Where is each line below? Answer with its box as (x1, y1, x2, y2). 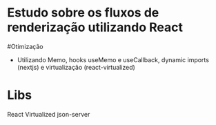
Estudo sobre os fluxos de (7, 5, 159, 21)
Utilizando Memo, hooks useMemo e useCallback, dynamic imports (17, 55, 209, 64)
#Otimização (7, 42, 43, 50)
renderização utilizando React (7, 19, 183, 35)
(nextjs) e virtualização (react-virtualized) (17, 63, 136, 71)
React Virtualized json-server (7, 110, 90, 118)
